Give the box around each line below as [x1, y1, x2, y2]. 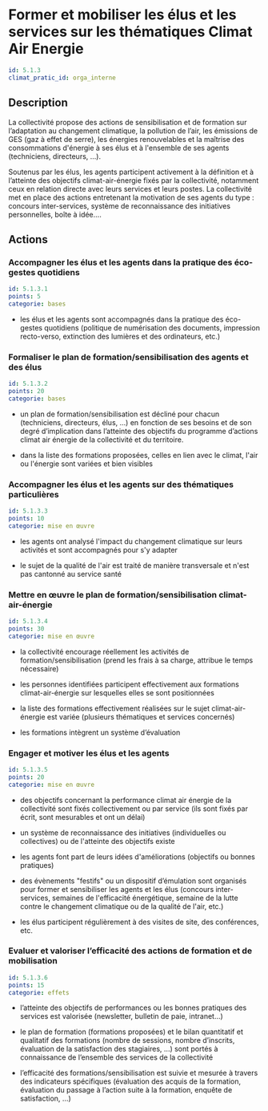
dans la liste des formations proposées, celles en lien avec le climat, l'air [19, 450, 258, 460]
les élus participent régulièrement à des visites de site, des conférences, [19, 917, 259, 927]
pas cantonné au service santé [19, 569, 122, 578]
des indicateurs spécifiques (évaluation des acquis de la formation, [19, 1077, 242, 1086]
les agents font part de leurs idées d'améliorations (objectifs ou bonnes [19, 852, 256, 862]
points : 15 [8, 981, 45, 989]
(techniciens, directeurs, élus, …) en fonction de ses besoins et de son [19, 417, 252, 427]
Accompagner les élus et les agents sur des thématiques [8, 479, 234, 490]
